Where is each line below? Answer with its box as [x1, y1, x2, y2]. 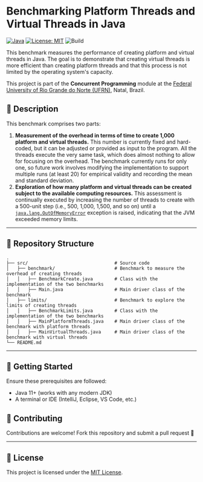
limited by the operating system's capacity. [6, 68, 114, 75]
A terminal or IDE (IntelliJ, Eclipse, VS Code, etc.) [14, 395, 137, 403]
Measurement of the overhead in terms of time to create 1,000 [14, 131, 175, 139]
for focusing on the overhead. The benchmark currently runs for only [14, 157, 187, 165]
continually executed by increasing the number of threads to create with [14, 196, 195, 203]
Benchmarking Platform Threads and [6, 4, 195, 18]
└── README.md [6, 339, 42, 346]
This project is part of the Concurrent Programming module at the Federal [6, 80, 192, 87]
